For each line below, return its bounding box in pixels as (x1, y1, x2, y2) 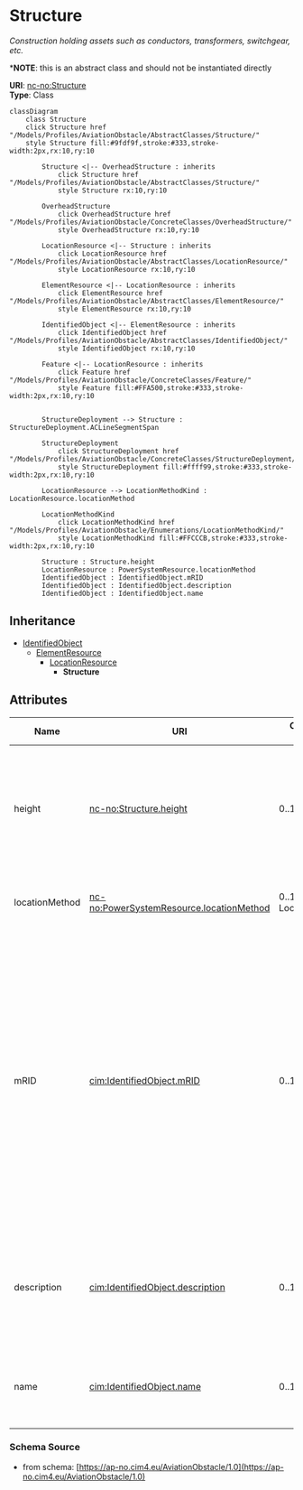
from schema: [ (22, 1461, 79, 1472)
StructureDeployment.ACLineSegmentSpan (9, 423, 160, 432)
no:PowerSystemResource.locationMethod (88, 901, 271, 914)
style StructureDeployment (57, 462, 160, 471)
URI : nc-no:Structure (9, 79, 87, 90)
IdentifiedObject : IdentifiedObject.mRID (41, 573, 204, 582)
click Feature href (57, 368, 131, 377)
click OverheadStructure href (57, 210, 171, 219)
